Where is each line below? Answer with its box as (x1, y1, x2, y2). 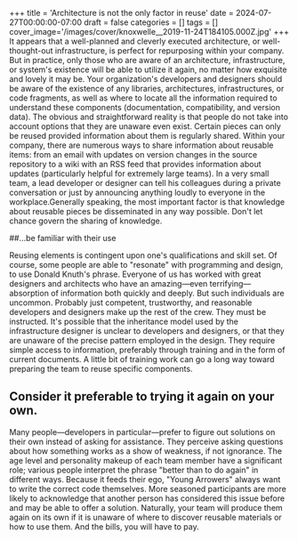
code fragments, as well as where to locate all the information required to (9, 93, 278, 103)
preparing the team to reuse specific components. (9, 364, 193, 374)
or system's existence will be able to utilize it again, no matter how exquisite (9, 64, 287, 75)
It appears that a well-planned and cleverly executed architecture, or (9, 36, 261, 46)
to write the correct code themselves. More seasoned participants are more (9, 483, 286, 494)
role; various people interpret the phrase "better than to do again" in (9, 464, 259, 475)
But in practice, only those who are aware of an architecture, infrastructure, (9, 55, 286, 65)
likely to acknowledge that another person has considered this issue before (9, 493, 286, 504)
